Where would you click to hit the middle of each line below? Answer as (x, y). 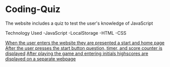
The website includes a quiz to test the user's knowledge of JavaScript (79, 23)
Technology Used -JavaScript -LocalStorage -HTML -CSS (66, 33)
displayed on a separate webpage (40, 58)
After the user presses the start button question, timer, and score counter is (84, 48)
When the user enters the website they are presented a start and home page (85, 43)
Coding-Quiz (33, 9)
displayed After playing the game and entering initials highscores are (77, 53)
